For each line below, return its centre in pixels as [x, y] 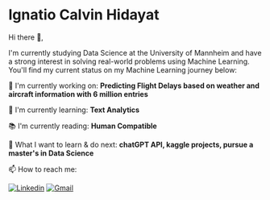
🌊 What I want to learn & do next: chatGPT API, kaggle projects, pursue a [131, 144]
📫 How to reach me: [43, 169]
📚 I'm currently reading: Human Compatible [83, 126]
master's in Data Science [51, 153]
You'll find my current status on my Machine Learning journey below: [123, 69]
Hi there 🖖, [26, 37]
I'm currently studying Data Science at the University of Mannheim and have [135, 52]
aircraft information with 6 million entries [79, 94]
